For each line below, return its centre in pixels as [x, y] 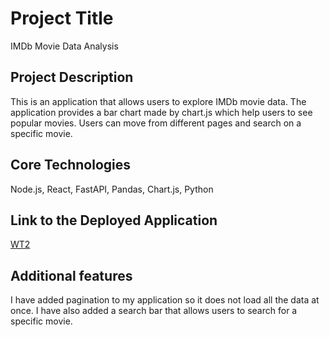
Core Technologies [71, 165]
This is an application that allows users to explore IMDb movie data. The [158, 101]
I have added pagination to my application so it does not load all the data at [165, 300]
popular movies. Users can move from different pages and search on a [156, 123]
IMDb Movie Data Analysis [64, 46]
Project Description [72, 77]
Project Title [62, 18]
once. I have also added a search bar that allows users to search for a [154, 311]
